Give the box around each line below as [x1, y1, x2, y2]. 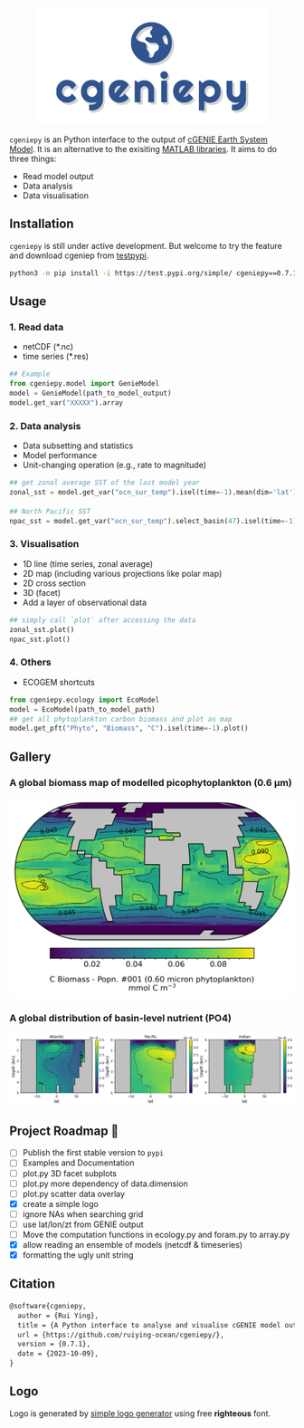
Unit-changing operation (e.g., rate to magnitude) [22, 460, 206, 471]
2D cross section [22, 578, 86, 589]
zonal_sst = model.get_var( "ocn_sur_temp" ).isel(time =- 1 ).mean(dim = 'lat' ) [9, 488, 298, 497]
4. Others [9, 656, 52, 668]
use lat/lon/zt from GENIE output [22, 1219, 144, 1230]
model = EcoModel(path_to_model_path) [9, 704, 156, 714]
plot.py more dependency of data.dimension [22, 1178, 188, 1189]
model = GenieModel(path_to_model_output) [9, 388, 172, 398]
